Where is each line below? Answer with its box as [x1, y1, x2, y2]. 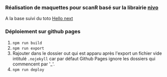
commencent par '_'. [12, 61, 55, 67]
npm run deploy [12, 67, 45, 72]
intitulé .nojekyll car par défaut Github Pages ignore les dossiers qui [12, 55, 155, 61]
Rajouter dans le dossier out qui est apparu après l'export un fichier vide [12, 50, 162, 56]
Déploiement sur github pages [5, 28, 81, 35]
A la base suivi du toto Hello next [5, 16, 73, 22]
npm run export [12, 46, 45, 51]
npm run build [12, 40, 42, 45]
